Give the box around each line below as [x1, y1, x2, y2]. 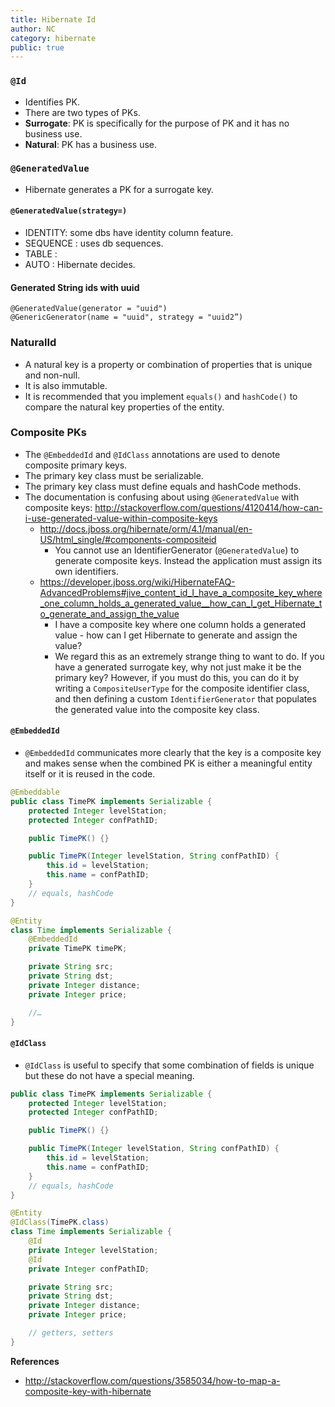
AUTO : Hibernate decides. [24, 259, 136, 271]
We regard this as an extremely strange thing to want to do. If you [54, 650, 325, 662]
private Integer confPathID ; [28, 1264, 150, 1274]
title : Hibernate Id [10, 14, 97, 25]
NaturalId [10, 336, 57, 350]
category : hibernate [10, 33, 97, 43]
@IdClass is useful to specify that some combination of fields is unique [24, 1059, 315, 1071]
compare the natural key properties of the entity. [24, 401, 225, 413]
